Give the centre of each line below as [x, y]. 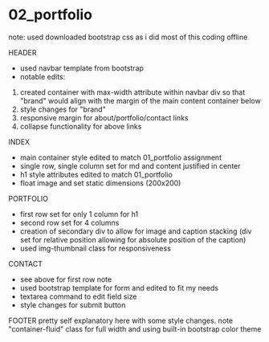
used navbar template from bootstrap [82, 68]
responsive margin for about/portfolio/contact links [104, 117]
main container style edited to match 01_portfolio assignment [121, 157]
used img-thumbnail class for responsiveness [95, 248]
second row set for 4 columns [69, 222]
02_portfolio [50, 15]
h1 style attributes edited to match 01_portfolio [96, 174]
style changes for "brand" [63, 109]
